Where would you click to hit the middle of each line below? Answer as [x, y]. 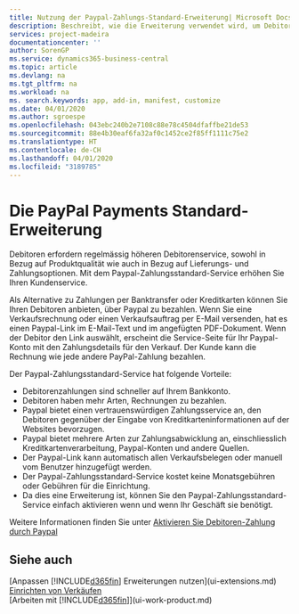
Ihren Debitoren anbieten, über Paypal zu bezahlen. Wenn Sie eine [130, 309]
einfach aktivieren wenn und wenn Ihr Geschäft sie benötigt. [162, 505]
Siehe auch [41, 559]
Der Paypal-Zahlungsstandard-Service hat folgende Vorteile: [121, 374]
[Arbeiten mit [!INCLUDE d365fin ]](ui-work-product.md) [111, 600]
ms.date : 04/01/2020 [48, 109]
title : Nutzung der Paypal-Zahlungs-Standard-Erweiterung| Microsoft [141, 17]
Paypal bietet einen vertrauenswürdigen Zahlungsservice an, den [141, 410]
